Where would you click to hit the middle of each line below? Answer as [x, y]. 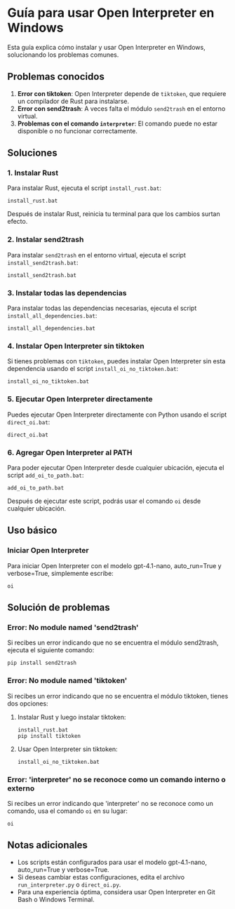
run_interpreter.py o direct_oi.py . [69, 884]
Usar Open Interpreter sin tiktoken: [67, 749]
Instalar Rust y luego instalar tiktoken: [72, 717]
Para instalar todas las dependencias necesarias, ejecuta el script [102, 308]
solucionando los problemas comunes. [63, 55]
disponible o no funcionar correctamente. [78, 130]
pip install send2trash [42, 663]
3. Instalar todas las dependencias [67, 292]
